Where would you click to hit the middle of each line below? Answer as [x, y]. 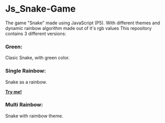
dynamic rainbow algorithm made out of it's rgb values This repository [78, 28]
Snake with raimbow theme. [34, 116]
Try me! [14, 92]
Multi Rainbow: [24, 105]
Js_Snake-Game [40, 9]
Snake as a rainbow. [26, 82]
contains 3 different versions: [36, 33]
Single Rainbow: [26, 71]
